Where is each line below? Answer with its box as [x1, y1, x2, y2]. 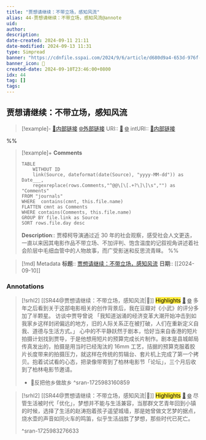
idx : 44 [6, 72, 26, 78]
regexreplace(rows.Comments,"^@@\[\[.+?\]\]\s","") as [32, 182, 176, 188]
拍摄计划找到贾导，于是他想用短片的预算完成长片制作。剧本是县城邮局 [21, 335, 199, 342]
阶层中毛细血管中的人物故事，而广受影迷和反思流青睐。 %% [26, 247, 179, 254]
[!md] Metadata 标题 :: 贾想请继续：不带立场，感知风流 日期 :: [21, 260, 174, 267]
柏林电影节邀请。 [32, 366, 75, 373]
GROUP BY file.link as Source [21, 214, 99, 221]
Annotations [6, 282, 44, 290]
